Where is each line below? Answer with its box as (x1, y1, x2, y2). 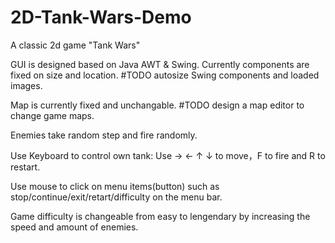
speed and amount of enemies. (10, 221, 139, 233)
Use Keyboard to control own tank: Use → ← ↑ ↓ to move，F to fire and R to (10, 149, 326, 161)
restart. (10, 161, 41, 173)
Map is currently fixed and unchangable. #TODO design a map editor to (10, 99, 305, 111)
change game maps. (10, 109, 95, 121)
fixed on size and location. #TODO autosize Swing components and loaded (10, 69, 320, 81)
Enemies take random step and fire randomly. (10, 129, 198, 141)
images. (10, 79, 43, 91)
